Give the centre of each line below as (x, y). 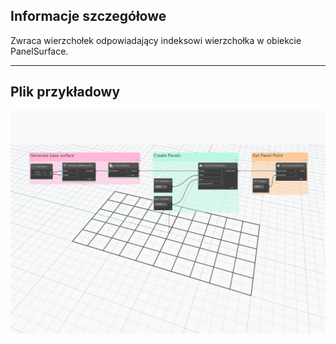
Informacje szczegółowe (88, 16)
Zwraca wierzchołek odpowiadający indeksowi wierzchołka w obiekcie (156, 40)
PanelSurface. (39, 51)
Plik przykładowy (65, 92)
